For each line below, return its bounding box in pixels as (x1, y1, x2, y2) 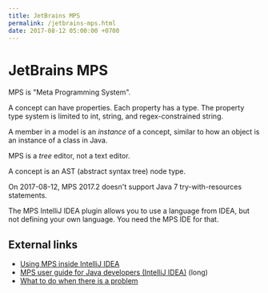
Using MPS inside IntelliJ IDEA (19, 259, 120, 269)
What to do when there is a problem (19, 276, 138, 286)
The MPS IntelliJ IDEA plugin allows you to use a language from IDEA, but (8, 206, 250, 216)
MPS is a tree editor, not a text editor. (8, 151, 130, 161)
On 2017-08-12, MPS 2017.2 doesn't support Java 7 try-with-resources (8, 182, 242, 192)
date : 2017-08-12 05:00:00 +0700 (8, 26, 120, 34)
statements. (8, 191, 48, 200)
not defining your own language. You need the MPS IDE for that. (8, 215, 219, 224)
